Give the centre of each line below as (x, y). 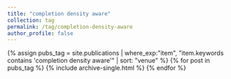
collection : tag (31, 20)
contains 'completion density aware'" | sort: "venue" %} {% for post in (108, 61)
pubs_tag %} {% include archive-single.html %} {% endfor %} (97, 68)
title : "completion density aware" (59, 14)
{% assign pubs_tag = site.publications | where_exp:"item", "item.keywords (115, 53)
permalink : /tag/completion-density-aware (70, 27)
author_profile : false (40, 33)
